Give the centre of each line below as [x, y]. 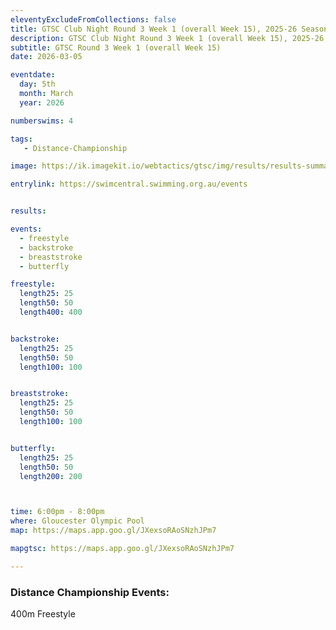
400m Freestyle [43, 614]
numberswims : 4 [42, 121]
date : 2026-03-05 [46, 57]
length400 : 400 [51, 312]
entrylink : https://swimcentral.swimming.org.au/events [129, 184]
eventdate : [33, 75]
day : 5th [37, 84]
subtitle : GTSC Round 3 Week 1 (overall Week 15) [116, 47]
